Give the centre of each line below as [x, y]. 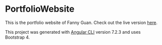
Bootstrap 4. [18, 37]
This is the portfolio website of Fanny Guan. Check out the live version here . [81, 22]
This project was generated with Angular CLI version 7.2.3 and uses [73, 32]
